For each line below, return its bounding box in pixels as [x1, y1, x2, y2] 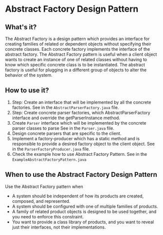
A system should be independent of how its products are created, [12, 193, 144, 199]
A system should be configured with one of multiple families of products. [12, 203, 158, 209]
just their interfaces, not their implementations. [12, 224, 106, 230]
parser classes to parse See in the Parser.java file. [12, 125, 114, 131]
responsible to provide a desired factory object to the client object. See [12, 141, 155, 147]
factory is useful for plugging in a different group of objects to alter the [5, 67, 147, 73]
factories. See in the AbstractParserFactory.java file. [12, 104, 119, 110]
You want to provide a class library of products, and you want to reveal [12, 219, 154, 225]
